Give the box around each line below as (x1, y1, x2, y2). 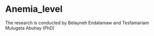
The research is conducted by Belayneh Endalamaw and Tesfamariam (5, 20, 149, 26)
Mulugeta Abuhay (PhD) (5, 25, 55, 31)
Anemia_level (5, 3, 62, 15)
